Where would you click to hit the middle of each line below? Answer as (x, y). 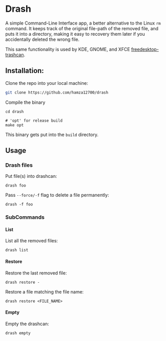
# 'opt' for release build (34, 121)
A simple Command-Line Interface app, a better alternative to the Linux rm (83, 23)
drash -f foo (19, 204)
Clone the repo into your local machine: (47, 83)
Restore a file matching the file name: (44, 291)
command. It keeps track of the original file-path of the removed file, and (82, 28)
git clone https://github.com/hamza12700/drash (57, 93)
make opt (15, 125)
